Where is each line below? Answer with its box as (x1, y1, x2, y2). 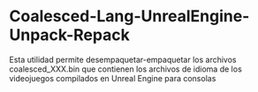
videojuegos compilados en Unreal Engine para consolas (9, 73, 216, 83)
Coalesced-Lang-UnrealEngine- (9, 6, 250, 27)
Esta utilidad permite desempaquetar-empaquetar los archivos (9, 54, 237, 65)
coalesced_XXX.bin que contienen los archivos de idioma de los (9, 64, 243, 74)
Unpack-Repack (9, 25, 130, 45)
